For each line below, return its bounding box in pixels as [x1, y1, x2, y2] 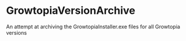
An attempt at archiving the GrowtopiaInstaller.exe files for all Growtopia [6, 23, 181, 30]
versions [6, 29, 27, 36]
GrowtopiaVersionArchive [6, 4, 135, 17]
